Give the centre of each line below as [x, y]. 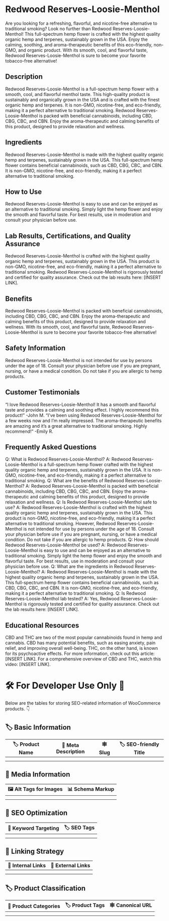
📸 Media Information [38, 774]
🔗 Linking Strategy [35, 852]
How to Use [24, 192]
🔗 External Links [70, 865]
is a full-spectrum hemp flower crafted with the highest [96, 465]
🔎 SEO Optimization [36, 813]
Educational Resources [42, 625]
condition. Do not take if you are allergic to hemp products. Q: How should [82, 540]
